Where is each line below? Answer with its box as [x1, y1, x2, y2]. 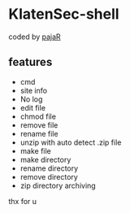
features [8, 55, 53, 69]
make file [19, 146, 51, 155]
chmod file [19, 111, 57, 121]
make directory [19, 154, 71, 164]
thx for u [8, 196, 37, 206]
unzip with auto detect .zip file [19, 137, 122, 147]
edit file [19, 102, 46, 112]
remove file [19, 120, 58, 130]
